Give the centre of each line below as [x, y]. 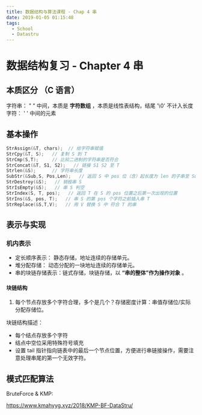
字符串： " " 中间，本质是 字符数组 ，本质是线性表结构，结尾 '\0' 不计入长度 [100, 106]
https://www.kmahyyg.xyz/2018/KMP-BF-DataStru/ [70, 405]
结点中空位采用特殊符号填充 [49, 343]
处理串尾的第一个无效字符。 [54, 358]
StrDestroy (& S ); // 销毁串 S [44, 182]
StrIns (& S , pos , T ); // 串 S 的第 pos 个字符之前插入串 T [78, 199]
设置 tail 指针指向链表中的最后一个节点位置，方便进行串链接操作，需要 [102, 350]
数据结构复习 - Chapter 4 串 [75, 66]
